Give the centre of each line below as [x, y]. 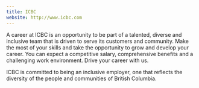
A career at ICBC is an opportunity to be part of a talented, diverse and [94, 34]
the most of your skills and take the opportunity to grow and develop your [97, 47]
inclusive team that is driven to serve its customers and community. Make [97, 41]
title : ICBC [21, 12]
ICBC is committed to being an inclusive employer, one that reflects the [94, 72]
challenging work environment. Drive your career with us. [77, 60]
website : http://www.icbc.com [44, 17]
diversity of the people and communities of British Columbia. [81, 78]
